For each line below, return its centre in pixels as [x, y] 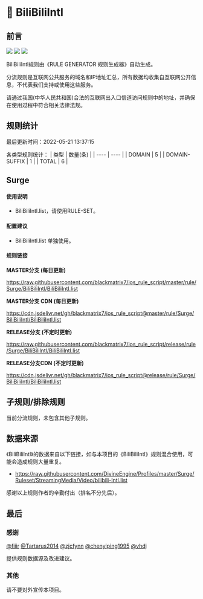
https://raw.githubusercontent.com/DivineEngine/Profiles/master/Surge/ [105, 474]
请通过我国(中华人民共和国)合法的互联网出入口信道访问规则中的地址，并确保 [101, 97]
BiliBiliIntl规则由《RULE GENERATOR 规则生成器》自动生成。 [81, 64]
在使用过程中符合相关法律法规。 [46, 105]
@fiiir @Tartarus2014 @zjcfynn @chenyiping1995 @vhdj [76, 546]
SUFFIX [16, 161]
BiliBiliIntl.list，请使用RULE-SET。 [56, 211]
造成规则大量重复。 [40, 462]
